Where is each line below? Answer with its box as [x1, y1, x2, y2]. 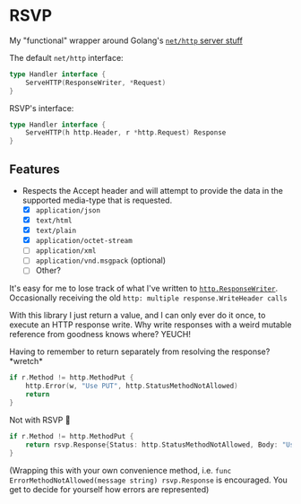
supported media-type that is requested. [21, 195, 173, 205]
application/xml [35, 247, 97, 256]
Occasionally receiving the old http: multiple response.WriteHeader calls [9, 292, 288, 303]
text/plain [35, 226, 77, 236]
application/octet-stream [35, 237, 133, 246]
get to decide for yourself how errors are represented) [9, 483, 210, 494]
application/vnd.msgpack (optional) [35, 255, 167, 265]
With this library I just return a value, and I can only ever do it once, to [9, 310, 266, 321]
